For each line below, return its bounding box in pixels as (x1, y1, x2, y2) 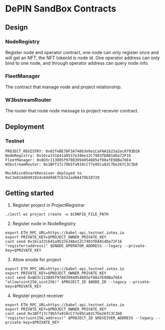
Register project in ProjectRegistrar (12, 202, 85, 208)
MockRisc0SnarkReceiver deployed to (5, 171, 82, 176)
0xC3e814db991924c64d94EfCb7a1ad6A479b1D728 (5, 175, 100, 181)
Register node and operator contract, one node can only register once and (5, 49, 159, 55)
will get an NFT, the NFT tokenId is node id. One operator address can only (5, 55, 160, 61)
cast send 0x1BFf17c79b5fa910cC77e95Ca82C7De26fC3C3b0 (5, 311, 122, 316)
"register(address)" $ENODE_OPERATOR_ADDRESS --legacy (5, 243, 122, 248)
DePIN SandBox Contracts (5, 3, 116, 15)
